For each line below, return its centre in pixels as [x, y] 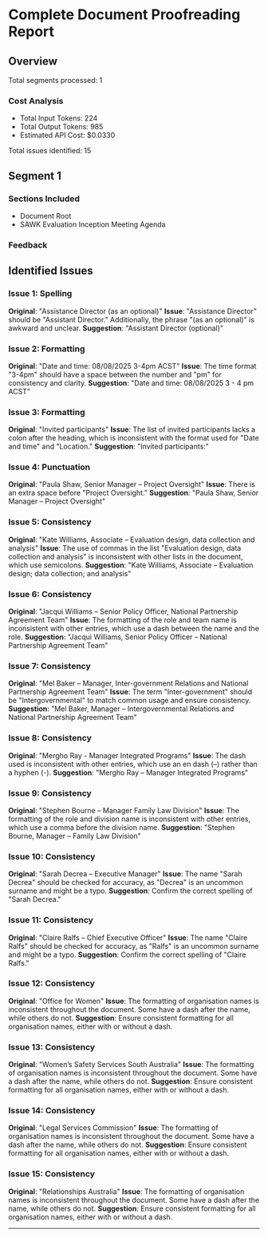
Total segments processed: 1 [55, 80]
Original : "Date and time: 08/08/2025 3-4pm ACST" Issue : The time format [132, 366]
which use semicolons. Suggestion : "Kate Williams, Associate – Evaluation [131, 565]
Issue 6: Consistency [50, 594]
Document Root [45, 215]
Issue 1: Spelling [40, 294]
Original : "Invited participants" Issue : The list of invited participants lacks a [132, 429]
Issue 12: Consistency [52, 983]
